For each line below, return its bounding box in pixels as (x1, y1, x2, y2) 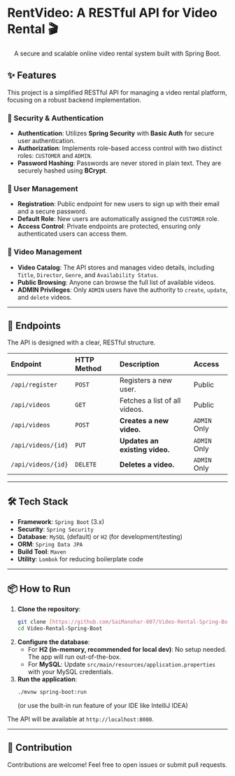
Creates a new (119, 416, 169, 426)
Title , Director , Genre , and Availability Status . (17, 270, 159, 279)
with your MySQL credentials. (27, 667, 113, 676)
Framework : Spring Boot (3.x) (17, 518, 105, 526)
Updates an (119, 436, 159, 446)
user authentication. (17, 137, 76, 145)
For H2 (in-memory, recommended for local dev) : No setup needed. (27, 645, 227, 653)
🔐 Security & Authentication (7, 113, 104, 123)
